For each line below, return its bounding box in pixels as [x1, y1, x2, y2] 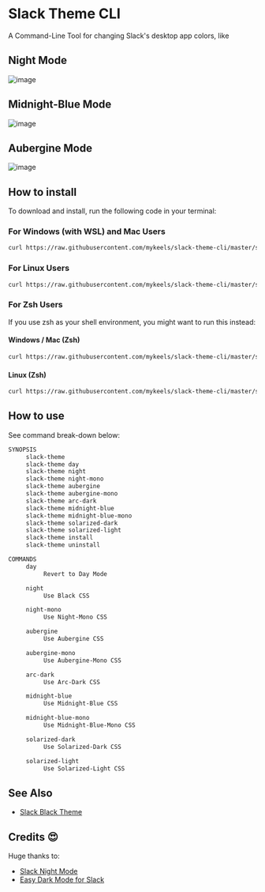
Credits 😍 [8, 830, 59, 844]
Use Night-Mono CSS [43, 613, 108, 621]
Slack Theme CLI [8, 5, 121, 23]
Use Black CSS [43, 592, 90, 600]
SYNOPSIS [8, 446, 37, 454]
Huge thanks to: [8, 851, 61, 861]
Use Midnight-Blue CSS [43, 700, 118, 708]
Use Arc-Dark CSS [43, 678, 101, 686]
